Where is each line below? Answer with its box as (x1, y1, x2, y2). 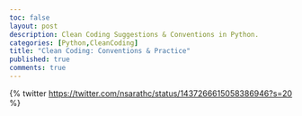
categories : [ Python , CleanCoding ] (9, 38, 139, 48)
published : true (9, 55, 70, 64)
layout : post (9, 22, 58, 31)
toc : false (9, 13, 50, 22)
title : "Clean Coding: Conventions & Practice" (9, 47, 191, 56)
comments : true (9, 64, 67, 73)
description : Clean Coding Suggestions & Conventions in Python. (9, 30, 259, 39)
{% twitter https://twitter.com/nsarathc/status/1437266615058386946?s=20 (9, 87, 293, 99)
